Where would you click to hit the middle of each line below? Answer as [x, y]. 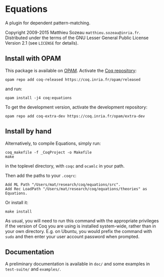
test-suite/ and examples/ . [33, 269]
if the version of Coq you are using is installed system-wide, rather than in [81, 226]
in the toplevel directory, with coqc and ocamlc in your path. [65, 166]
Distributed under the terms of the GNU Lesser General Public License [77, 38]
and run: [14, 89]
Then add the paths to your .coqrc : [41, 175]
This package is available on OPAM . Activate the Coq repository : [71, 70]
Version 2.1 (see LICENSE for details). [42, 43]
